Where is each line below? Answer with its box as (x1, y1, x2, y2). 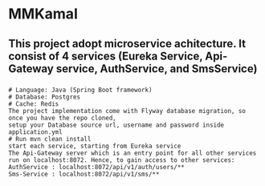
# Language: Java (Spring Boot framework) (8, 86, 153, 94)
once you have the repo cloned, (8, 114, 116, 122)
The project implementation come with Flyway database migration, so (8, 107, 247, 115)
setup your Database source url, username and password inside (8, 121, 225, 129)
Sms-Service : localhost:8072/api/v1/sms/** (8, 170, 160, 178)
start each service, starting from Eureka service (8, 142, 181, 150)
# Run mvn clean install (8, 135, 92, 143)
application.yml (8, 127, 63, 136)
